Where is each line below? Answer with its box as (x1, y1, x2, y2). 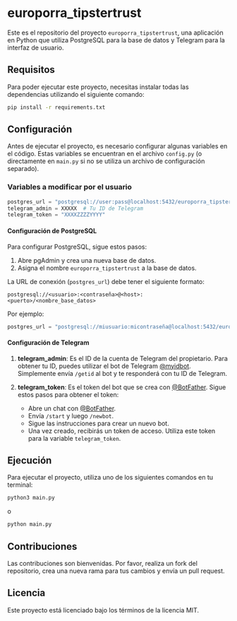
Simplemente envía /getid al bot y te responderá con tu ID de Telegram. (17, 369, 228, 377)
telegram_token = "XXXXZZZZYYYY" (7, 211, 106, 218)
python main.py (7, 521, 52, 528)
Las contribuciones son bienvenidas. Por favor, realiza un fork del (7, 560, 197, 568)
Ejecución (7, 454, 52, 467)
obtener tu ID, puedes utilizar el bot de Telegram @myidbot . (17, 362, 192, 370)
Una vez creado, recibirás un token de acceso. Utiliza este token (28, 426, 216, 435)
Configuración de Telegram (7, 338, 90, 347)
